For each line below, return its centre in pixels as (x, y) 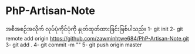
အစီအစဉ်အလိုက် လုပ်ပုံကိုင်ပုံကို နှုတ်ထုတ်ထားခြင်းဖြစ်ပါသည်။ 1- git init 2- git (94, 29)
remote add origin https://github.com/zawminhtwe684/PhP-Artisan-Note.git (97, 38)
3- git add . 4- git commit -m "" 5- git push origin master (74, 45)
